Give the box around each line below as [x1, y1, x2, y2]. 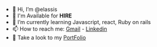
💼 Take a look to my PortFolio [12, 34, 86, 41]
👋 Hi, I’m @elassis [12, 6, 58, 13]
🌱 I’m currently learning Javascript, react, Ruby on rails [12, 19, 151, 25]
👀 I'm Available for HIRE [12, 12, 72, 19]
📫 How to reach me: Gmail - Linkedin [12, 25, 107, 33]
